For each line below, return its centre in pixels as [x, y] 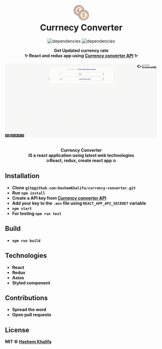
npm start [22, 208]
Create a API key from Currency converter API [59, 198]
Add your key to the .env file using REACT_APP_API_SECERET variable [79, 203]
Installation [22, 176]
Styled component [31, 283]
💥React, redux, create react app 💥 [81, 160]
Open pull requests [32, 315]
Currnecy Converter [81, 28]
